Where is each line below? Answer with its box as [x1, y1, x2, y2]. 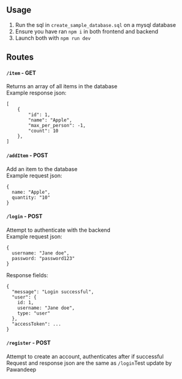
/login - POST [6, 213, 43, 220]
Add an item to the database [6, 165, 78, 172]
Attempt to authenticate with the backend [6, 226, 111, 234]
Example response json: [6, 89, 67, 97]
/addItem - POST [6, 151, 48, 159]
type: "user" [17, 310, 51, 316]
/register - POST [6, 339, 51, 346]
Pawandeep [6, 366, 37, 373]
